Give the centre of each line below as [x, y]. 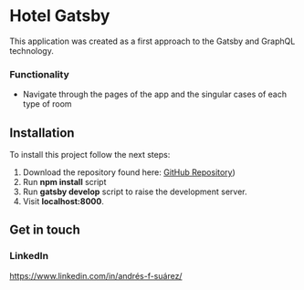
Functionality [40, 74]
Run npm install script [64, 182]
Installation [42, 133]
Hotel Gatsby [60, 16]
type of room [47, 104]
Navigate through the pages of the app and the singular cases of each [155, 94]
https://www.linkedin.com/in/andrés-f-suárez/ [96, 275]
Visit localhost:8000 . [63, 202]
